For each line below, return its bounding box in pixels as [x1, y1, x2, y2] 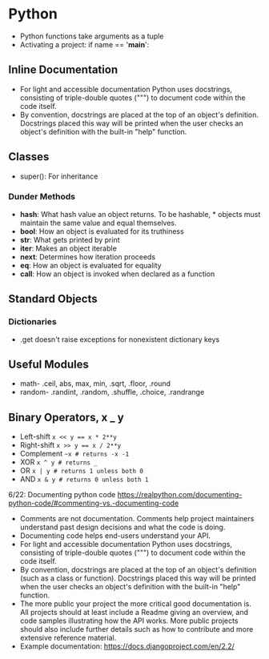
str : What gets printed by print [19, 235, 120, 244]
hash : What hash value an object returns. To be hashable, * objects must [19, 209, 261, 219]
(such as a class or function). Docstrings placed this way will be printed [19, 573, 256, 583]
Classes [8, 150, 50, 164]
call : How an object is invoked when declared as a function [19, 269, 215, 279]
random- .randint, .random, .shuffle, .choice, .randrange [19, 388, 205, 397]
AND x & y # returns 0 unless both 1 [19, 474, 149, 484]
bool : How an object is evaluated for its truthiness [19, 226, 184, 236]
